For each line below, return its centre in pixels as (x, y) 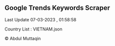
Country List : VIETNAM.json (33, 29)
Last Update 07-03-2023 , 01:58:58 (41, 19)
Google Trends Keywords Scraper (57, 8)
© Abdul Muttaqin (23, 38)
